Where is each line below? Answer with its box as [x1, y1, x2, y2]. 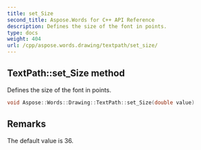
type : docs [7, 29, 38, 36]
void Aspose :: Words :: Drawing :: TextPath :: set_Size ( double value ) [7, 99, 195, 106]
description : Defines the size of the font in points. [7, 23, 167, 30]
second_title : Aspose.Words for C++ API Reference [7, 17, 155, 23]
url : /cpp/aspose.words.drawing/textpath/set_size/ [7, 42, 158, 49]
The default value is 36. [7, 136, 74, 144]
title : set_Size [7, 10, 54, 17]
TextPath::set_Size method [7, 67, 126, 79]
